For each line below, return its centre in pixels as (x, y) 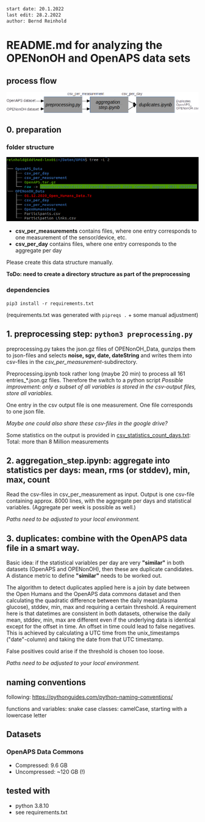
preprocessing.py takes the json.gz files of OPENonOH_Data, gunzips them (101, 349)
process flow (32, 81)
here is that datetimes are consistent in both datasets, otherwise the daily (99, 614)
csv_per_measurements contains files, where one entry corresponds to (106, 231)
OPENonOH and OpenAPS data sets (99, 58)
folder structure (31, 147)
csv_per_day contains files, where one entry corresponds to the (96, 244)
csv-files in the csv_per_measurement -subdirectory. (72, 362)
